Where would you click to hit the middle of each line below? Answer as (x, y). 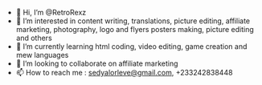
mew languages (42, 55)
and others (34, 38)
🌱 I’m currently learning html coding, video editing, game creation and (131, 47)
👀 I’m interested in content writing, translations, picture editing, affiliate (133, 21)
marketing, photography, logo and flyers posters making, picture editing (135, 29)
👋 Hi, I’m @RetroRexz (51, 12)
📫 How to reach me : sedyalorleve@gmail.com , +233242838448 (124, 73)
